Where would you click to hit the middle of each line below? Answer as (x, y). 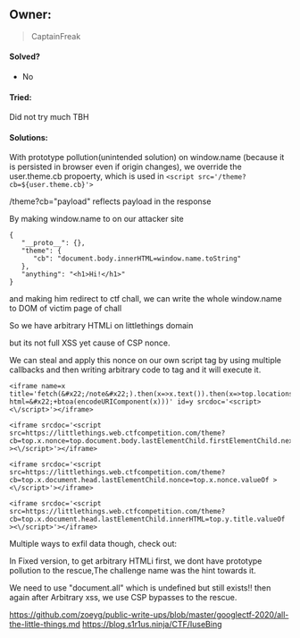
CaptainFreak (56, 36)
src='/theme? (222, 177)
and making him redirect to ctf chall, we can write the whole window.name (146, 299)
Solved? (25, 56)
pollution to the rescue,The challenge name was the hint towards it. (133, 571)
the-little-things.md (45, 625)
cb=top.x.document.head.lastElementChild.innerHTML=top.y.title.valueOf (147, 519)
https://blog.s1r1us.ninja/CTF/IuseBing (152, 625)
